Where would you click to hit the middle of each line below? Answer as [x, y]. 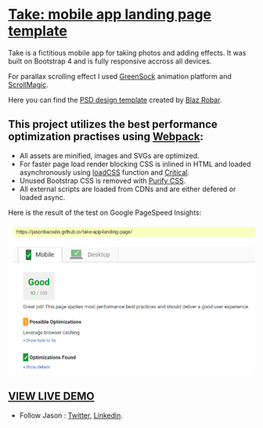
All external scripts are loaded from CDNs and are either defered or [128, 189]
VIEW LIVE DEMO [51, 396]
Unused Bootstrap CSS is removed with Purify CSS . [103, 180]
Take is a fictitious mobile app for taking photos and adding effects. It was [127, 53]
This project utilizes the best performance [113, 124]
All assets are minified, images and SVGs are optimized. [109, 155]
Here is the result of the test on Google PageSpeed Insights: [105, 212]
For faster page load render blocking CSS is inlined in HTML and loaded [135, 164]
